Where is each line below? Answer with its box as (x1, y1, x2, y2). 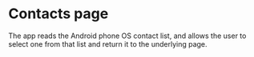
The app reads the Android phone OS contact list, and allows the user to (8, 31, 247, 40)
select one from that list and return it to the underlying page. (8, 39, 208, 48)
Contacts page (8, 5, 109, 23)
